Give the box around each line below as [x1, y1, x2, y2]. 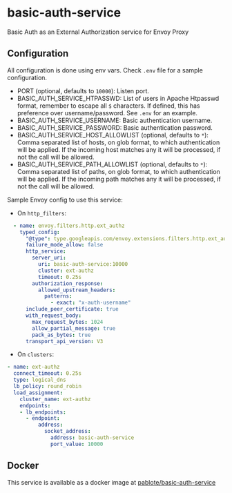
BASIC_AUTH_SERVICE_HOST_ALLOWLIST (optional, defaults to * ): [17, 130, 209, 139]
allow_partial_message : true [32, 325, 116, 332]
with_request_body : [25, 312, 81, 319]
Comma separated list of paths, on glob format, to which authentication [17, 167, 221, 175]
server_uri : [32, 254, 67, 262]
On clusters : [17, 350, 55, 358]
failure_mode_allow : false [25, 242, 104, 249]
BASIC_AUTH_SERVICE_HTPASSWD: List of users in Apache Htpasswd [17, 94, 220, 102]
